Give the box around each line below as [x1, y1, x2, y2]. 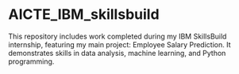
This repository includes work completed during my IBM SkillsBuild [8, 31, 227, 41]
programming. [8, 57, 55, 66]
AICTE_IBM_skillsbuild [8, 6, 160, 24]
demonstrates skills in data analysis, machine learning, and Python [8, 48, 226, 57]
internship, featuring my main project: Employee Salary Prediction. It [8, 39, 231, 49]
